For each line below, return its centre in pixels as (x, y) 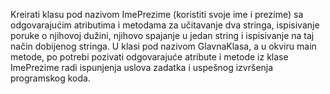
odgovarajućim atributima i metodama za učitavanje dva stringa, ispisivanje (165, 25)
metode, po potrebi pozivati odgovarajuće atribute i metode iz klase (149, 57)
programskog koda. (50, 78)
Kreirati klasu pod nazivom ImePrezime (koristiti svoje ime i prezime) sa (157, 14)
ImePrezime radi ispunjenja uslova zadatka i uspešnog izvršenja (142, 67)
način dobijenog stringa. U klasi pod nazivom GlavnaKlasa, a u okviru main (163, 46)
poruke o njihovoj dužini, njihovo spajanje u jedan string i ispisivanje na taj (162, 35)
